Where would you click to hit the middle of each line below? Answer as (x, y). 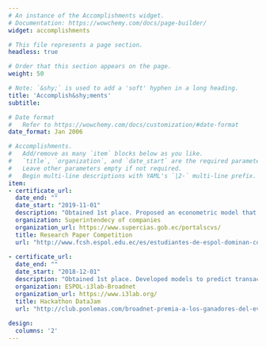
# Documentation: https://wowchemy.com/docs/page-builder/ (108, 23)
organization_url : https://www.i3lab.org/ (86, 294)
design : (21, 324)
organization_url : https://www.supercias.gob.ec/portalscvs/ (118, 227)
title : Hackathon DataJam (58, 301)
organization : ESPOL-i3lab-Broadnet (76, 287)
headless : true (33, 52)
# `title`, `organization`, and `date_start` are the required (118, 161)
